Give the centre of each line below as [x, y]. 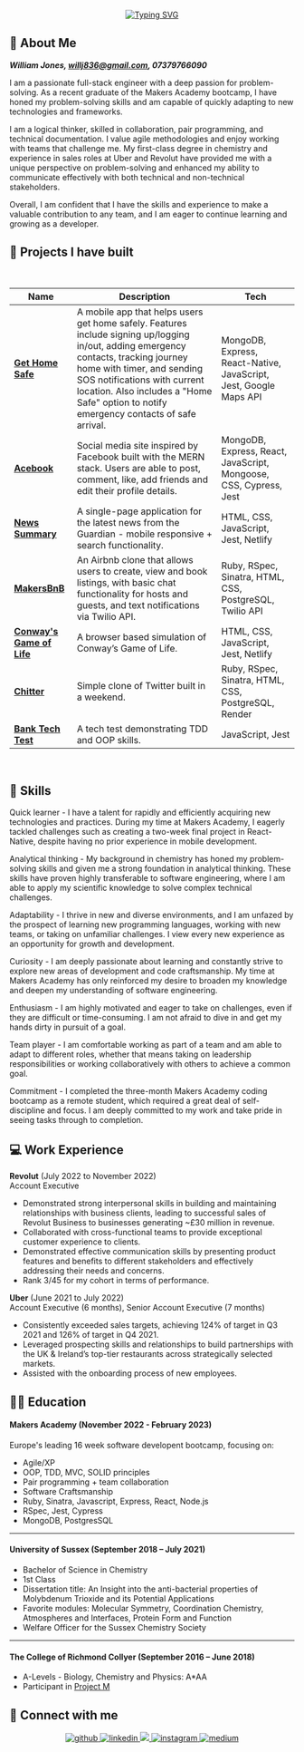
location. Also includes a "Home [144, 391]
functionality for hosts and [132, 594]
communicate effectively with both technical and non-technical [127, 177]
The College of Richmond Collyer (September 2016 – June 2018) [132, 1657]
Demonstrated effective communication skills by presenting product [149, 1252]
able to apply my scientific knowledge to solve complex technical [131, 888]
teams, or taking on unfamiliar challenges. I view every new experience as [147, 934]
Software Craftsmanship [68, 1491]
